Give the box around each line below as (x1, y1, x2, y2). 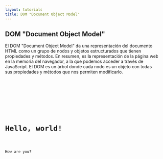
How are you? (5, 149, 32, 155)
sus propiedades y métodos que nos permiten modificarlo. (5, 69, 123, 75)
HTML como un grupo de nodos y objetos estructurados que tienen (5, 48, 141, 54)
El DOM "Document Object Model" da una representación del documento (5, 43, 153, 49)
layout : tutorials (5, 7, 43, 12)
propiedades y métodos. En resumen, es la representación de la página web (5, 53, 159, 59)
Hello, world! (5, 124, 63, 133)
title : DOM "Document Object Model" (5, 12, 80, 17)
